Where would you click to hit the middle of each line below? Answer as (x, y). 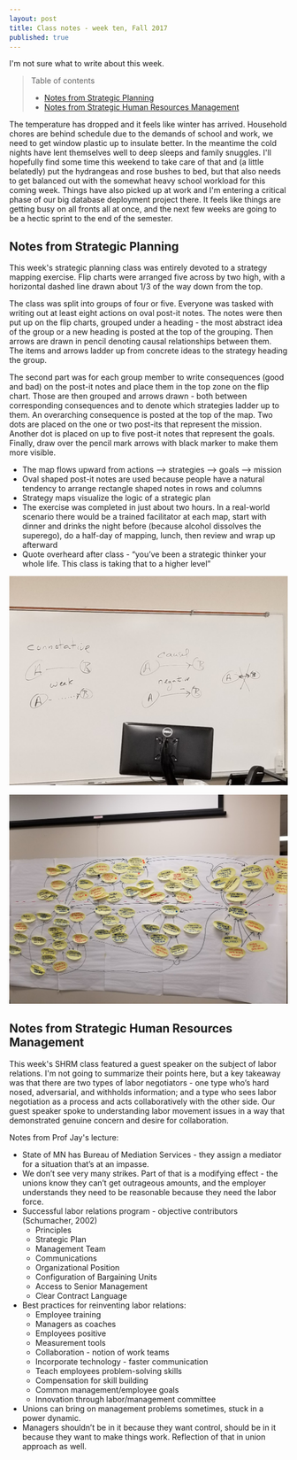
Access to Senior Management (91, 1286)
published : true (39, 37)
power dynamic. (51, 1418)
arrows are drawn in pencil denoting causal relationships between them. (141, 342)
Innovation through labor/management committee (126, 1399)
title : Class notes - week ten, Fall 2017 (88, 28)
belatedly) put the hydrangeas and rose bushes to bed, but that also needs (145, 172)
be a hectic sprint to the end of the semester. (91, 219)
